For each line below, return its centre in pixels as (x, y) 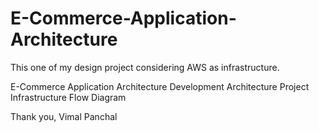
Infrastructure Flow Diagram (68, 97)
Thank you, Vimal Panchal (64, 116)
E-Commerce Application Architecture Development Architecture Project (160, 86)
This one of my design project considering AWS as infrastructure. (145, 67)
